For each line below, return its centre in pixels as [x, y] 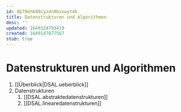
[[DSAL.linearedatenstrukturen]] [62, 103]
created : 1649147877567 [35, 34]
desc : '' [17, 22]
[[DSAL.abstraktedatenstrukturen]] [65, 97]
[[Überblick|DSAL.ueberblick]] [51, 84]
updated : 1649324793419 [35, 28]
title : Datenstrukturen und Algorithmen [57, 17]
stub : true [19, 39]
